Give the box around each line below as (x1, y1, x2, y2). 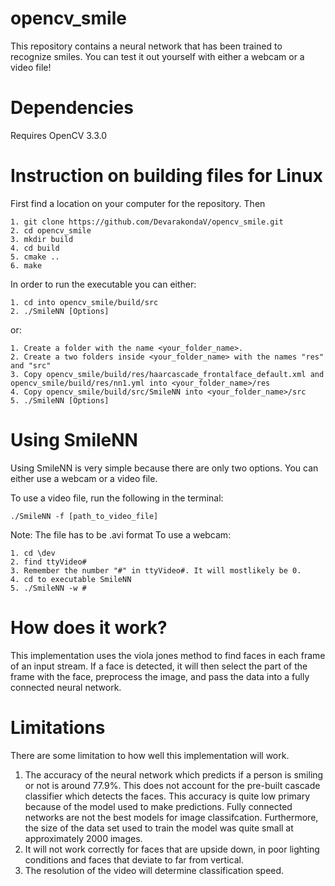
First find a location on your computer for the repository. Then (10, 197, 266, 209)
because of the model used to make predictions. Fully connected (24, 800, 293, 812)
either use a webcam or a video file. (10, 472, 158, 484)
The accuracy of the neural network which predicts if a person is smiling (24, 768, 324, 781)
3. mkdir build (10, 234, 74, 244)
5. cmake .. (10, 252, 60, 262)
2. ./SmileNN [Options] (10, 306, 110, 316)
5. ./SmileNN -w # (10, 583, 87, 593)
